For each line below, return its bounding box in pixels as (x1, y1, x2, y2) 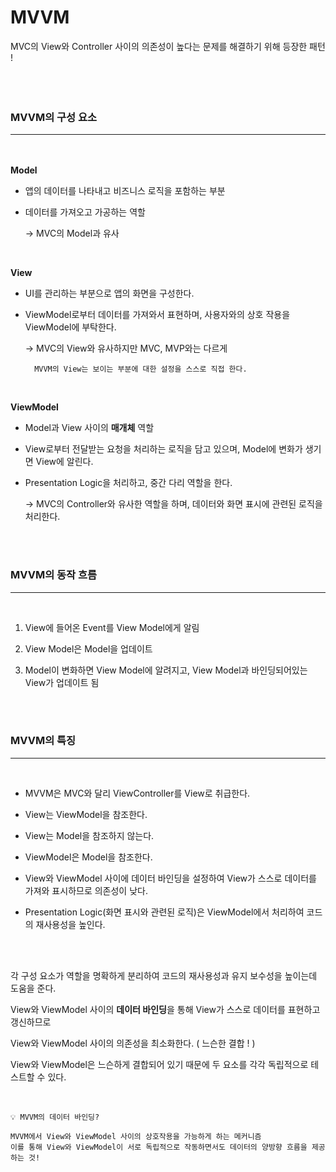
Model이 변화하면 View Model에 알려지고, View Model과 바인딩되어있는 (24, 664, 308, 676)
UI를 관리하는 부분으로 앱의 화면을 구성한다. (24, 287, 195, 300)
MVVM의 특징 (10, 734, 77, 748)
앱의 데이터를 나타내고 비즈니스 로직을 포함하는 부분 (24, 185, 226, 197)
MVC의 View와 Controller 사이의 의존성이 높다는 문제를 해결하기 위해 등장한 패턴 (10, 40, 326, 52)
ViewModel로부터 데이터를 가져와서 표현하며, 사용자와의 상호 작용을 (24, 309, 291, 321)
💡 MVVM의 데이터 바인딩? (10, 1112, 100, 1122)
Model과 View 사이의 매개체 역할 (24, 422, 155, 434)
